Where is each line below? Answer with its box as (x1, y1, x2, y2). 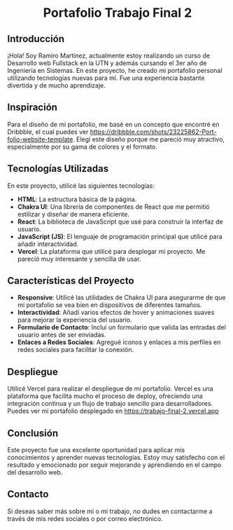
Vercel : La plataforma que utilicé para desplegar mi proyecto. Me (17, 247, 206, 255)
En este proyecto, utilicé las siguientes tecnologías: (7, 181, 155, 190)
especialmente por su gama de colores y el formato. (7, 142, 157, 151)
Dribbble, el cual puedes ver (7, 128, 89, 136)
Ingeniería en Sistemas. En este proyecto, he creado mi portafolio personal (7, 67, 223, 74)
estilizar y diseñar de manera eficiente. (17, 210, 130, 218)
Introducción (7, 33, 65, 45)
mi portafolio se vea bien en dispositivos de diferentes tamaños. (17, 301, 202, 309)
